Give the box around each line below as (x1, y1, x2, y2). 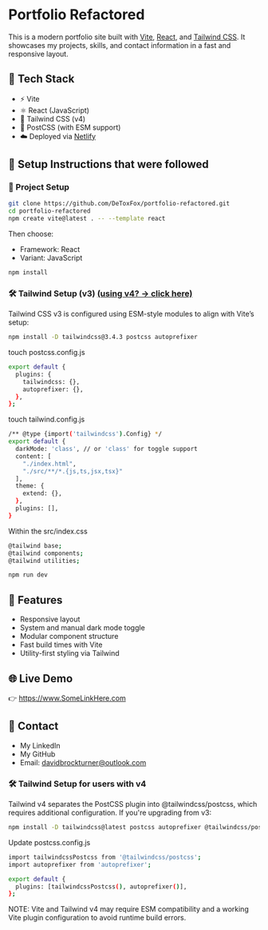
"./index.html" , (22, 460, 77, 468)
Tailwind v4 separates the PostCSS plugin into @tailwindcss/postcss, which (8, 800, 258, 809)
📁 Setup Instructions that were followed (8, 158, 209, 171)
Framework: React (19, 245, 81, 254)
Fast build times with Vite (19, 640, 103, 649)
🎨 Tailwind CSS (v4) (19, 114, 86, 123)
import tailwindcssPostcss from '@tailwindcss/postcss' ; (8, 853, 202, 861)
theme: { (15, 482, 45, 490)
